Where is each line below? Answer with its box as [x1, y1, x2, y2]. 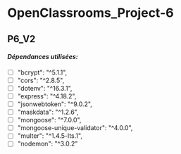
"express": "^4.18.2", [17, 91, 77, 100]
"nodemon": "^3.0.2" [17, 139, 78, 148]
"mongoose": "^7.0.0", [17, 116, 82, 124]
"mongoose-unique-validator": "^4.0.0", [17, 124, 133, 132]
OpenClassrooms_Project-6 [7, 5, 174, 21]
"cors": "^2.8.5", [17, 76, 65, 84]
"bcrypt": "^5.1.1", [17, 68, 68, 77]
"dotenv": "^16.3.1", [17, 84, 73, 92]
